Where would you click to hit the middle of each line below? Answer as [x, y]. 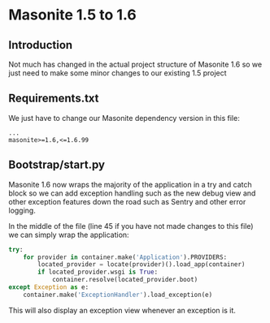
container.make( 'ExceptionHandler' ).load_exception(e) [118, 295]
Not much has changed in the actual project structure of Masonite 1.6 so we [135, 64]
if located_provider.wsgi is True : [98, 272]
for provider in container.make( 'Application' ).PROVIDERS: [125, 257]
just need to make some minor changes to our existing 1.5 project [118, 73]
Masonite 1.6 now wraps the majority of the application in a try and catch [130, 184]
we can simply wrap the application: [69, 235]
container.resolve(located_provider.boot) [125, 280]
